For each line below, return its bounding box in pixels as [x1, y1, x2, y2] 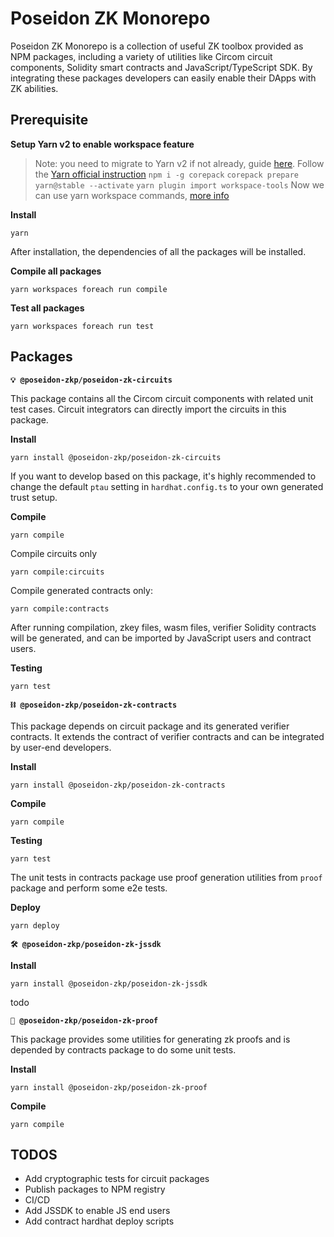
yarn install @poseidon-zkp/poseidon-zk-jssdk [10, 978, 208, 989]
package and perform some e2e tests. [10, 882, 168, 894]
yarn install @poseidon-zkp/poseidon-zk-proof [10, 1082, 208, 1092]
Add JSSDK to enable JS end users [24, 1205, 171, 1217]
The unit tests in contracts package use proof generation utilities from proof [10, 871, 323, 883]
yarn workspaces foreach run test [10, 321, 155, 331]
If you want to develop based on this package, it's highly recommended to [10, 470, 317, 482]
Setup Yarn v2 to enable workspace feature [10, 138, 195, 150]
